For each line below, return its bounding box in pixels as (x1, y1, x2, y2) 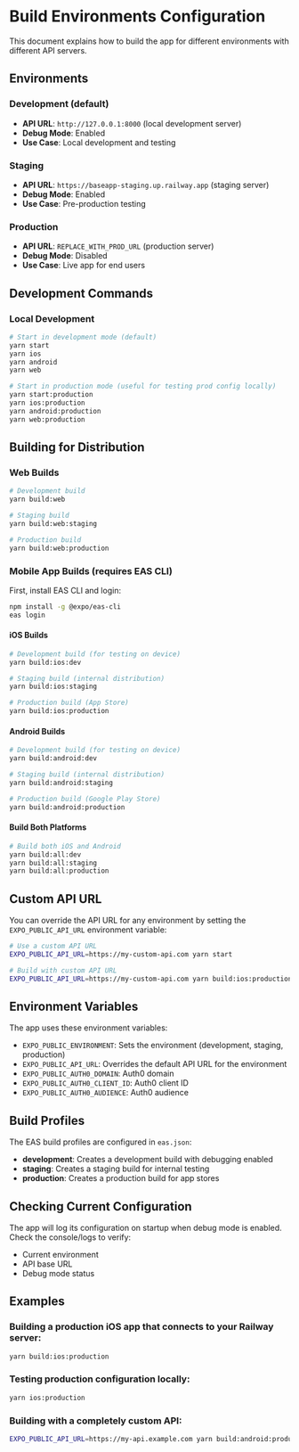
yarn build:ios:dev (9, 658, 82, 667)
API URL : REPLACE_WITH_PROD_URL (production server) (21, 241, 214, 251)
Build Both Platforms (9, 822, 87, 833)
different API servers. (9, 45, 87, 55)
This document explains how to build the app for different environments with (9, 36, 289, 46)
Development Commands (9, 285, 154, 300)
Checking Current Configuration (9, 1199, 193, 1214)
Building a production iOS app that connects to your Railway (9, 1321, 274, 1333)
